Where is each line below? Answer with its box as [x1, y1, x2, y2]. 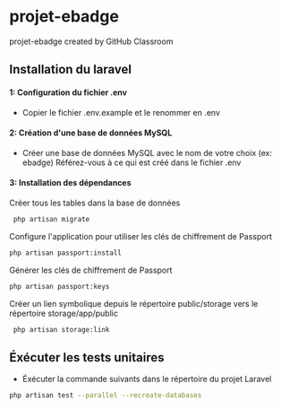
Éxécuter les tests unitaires [9, 350, 165, 365]
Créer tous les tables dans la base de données [9, 197, 181, 208]
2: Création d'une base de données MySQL [9, 127, 173, 138]
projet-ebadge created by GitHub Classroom [9, 36, 174, 47]
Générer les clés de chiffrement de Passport [9, 265, 173, 275]
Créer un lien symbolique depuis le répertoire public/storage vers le [9, 298, 259, 309]
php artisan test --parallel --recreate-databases [9, 391, 202, 400]
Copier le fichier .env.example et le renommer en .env [21, 107, 221, 117]
